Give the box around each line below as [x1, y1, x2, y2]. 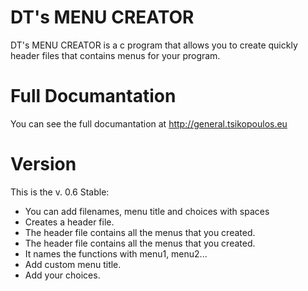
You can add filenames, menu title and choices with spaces [24, 205, 270, 217]
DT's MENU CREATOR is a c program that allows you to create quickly [10, 39, 298, 51]
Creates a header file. [24, 216, 115, 228]
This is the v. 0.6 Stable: [10, 186, 110, 198]
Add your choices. [24, 269, 101, 281]
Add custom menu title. [24, 258, 122, 270]
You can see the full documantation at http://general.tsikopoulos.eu [10, 117, 288, 130]
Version [10, 153, 77, 176]
